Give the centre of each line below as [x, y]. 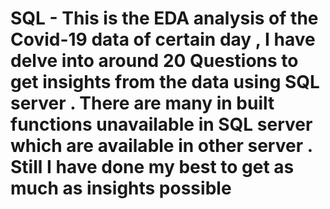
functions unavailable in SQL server [161, 124]
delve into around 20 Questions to [154, 61]
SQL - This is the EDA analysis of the [164, 18]
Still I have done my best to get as [152, 167]
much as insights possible [121, 188]
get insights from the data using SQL [165, 82]
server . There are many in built [142, 103]
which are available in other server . [161, 146]
